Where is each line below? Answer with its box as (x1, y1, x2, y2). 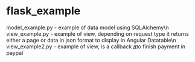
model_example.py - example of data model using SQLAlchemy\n (6, 24, 169, 31)
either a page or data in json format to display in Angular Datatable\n (6, 36, 176, 44)
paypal (6, 49, 24, 56)
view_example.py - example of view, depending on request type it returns (6, 30, 189, 37)
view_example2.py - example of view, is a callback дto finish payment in (6, 43, 186, 50)
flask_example (6, 4, 81, 18)
